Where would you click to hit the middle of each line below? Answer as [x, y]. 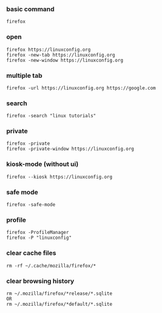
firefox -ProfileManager [38, 233]
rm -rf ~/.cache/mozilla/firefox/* [51, 266]
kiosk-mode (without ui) [42, 164]
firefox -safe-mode [31, 205]
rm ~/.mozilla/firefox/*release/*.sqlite [59, 294]
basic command [30, 9]
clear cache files [31, 253]
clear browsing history [40, 281]
